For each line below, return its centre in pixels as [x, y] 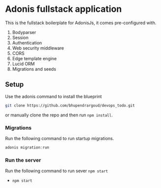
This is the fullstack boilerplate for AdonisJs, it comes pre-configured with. [81, 23]
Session [20, 38]
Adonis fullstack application [64, 9]
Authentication [27, 42]
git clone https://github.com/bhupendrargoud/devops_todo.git [70, 105]
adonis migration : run [27, 147]
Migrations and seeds [34, 69]
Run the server [23, 160]
